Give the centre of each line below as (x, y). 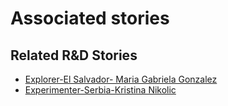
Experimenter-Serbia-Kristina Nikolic (100, 90)
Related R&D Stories (74, 55)
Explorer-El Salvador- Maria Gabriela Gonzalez (121, 79)
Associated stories (90, 18)
